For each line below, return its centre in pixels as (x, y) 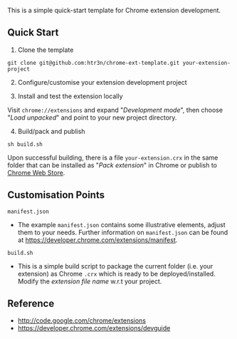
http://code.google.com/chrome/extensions (81, 320)
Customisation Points (56, 195)
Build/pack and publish (51, 131)
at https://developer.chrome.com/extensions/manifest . (98, 240)
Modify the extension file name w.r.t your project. (90, 281)
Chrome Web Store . (36, 172)
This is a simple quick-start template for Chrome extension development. (114, 10)
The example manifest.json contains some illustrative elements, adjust (121, 224)
